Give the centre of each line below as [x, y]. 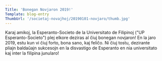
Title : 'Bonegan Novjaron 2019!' [39, 10]
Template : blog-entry [27, 14]
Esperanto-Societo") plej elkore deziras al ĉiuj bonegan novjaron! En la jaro [81, 38]
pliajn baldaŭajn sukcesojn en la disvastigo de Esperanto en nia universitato [81, 48]
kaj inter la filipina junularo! [32, 53]
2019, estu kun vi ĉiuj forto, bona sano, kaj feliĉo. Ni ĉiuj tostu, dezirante [78, 43]
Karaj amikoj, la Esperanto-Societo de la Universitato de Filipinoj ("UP [75, 33]
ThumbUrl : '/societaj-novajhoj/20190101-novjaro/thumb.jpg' [68, 19]
